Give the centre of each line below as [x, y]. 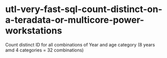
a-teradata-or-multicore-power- [75, 20]
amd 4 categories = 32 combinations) [45, 50]
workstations [34, 31]
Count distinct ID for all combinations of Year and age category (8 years [80, 44]
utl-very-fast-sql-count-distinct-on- [84, 9]
